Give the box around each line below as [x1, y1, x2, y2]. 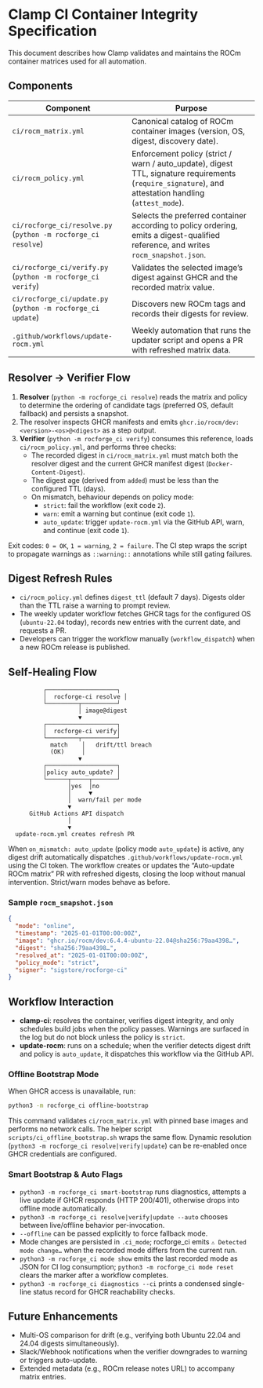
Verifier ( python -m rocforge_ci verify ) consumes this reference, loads [19, 433, 254, 443]
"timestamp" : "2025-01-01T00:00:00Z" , [15, 930, 142, 937]
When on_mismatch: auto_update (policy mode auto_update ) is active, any [8, 844, 244, 853]
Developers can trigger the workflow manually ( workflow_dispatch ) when [19, 634, 255, 644]
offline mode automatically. [19, 1204, 107, 1213]
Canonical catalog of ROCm [131, 115, 234, 126]
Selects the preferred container [131, 210, 247, 221]
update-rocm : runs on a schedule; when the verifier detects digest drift [19, 1041, 250, 1050]
